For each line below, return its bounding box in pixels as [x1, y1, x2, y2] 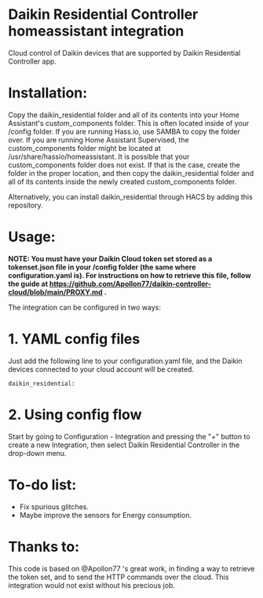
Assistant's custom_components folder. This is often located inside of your [8, 118, 250, 127]
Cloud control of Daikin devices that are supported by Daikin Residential [8, 48, 241, 57]
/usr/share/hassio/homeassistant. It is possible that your [8, 152, 190, 161]
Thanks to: [8, 537, 80, 556]
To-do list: [8, 475, 77, 493]
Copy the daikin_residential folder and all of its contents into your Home [8, 110, 239, 119]
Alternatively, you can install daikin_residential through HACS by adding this [8, 192, 253, 201]
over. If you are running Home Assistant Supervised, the [8, 135, 190, 145]
